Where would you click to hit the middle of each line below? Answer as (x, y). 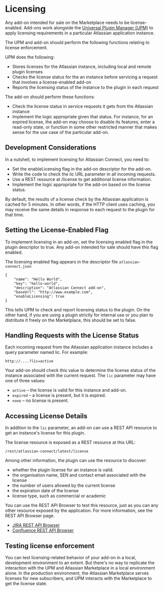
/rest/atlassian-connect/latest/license (47, 451)
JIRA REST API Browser (36, 525)
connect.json (18, 266)
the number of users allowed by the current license (64, 485)
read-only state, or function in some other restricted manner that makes (85, 127)
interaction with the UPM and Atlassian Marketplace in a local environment (80, 568)
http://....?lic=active (29, 361)
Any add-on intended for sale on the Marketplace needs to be (67, 22)
